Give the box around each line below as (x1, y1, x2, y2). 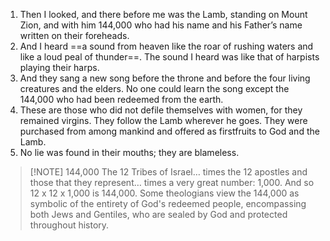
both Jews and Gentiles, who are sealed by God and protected (29, 209, 288, 220)
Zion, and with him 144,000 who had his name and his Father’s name (19, 19, 303, 31)
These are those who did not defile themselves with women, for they (19, 104, 303, 116)
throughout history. (29, 219, 110, 231)
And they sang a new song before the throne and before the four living (19, 72, 311, 84)
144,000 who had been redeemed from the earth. (19, 94, 224, 105)
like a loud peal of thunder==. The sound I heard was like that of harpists (19, 51, 320, 63)
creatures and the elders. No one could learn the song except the (19, 83, 290, 94)
